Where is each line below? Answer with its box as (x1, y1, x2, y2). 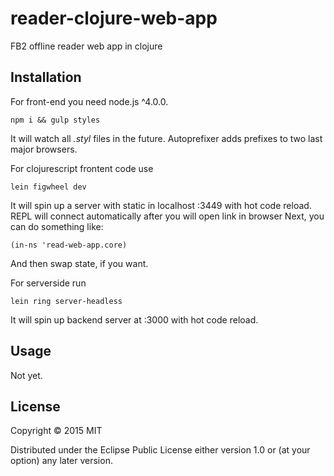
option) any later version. (10, 455, 113, 467)
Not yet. (10, 369, 43, 381)
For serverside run (10, 277, 87, 289)
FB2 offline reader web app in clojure (10, 40, 163, 52)
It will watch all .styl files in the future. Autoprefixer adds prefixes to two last (10, 132, 323, 144)
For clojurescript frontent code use (10, 162, 154, 174)
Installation (10, 69, 82, 86)
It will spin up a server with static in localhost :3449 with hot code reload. (10, 199, 312, 211)
